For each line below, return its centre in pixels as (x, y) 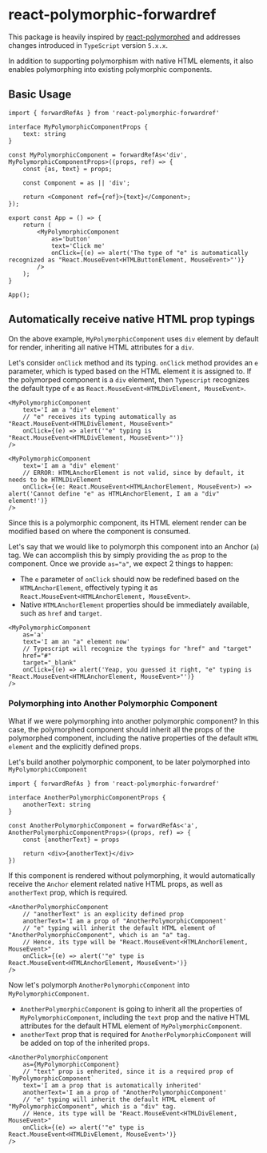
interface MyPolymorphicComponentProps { (78, 127)
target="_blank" (50, 662)
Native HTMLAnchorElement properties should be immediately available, (135, 604)
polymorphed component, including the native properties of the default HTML (133, 738)
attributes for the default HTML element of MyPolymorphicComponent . (131, 1026)
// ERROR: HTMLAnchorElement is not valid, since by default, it (134, 473)
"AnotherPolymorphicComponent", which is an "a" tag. (100, 935)
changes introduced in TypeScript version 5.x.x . (88, 45)
